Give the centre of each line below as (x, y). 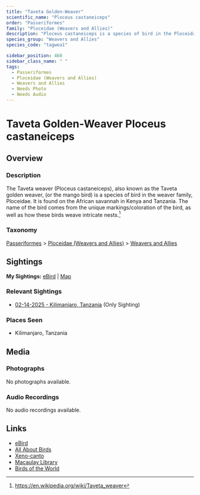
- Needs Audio (29, 95)
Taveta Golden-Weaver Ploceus (86, 124)
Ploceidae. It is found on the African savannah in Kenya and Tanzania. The (97, 201)
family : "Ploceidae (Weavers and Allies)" (60, 28)
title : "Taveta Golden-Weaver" (45, 12)
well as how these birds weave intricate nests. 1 (63, 214)
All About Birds (33, 449)
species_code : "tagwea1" (37, 45)
